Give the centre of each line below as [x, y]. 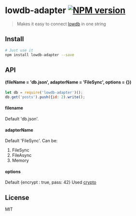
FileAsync [22, 155]
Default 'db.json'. [22, 119]
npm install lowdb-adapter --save [40, 55]
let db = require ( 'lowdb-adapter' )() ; [44, 93]
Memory [20, 161]
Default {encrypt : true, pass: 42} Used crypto [51, 183]
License [17, 197]
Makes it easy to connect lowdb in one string [61, 24]
